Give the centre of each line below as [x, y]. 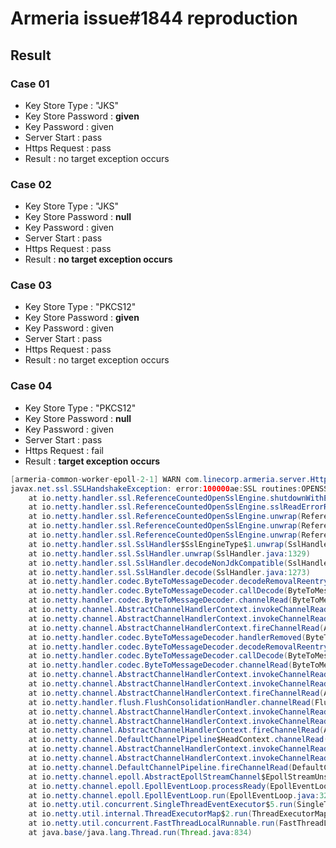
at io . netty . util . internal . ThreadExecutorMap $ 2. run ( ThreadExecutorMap [178, 814]
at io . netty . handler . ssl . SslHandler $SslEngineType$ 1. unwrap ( [158, 544]
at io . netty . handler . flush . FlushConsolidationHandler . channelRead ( [171, 702]
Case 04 [31, 386]
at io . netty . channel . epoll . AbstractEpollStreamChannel [145, 777]
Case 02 [31, 184]
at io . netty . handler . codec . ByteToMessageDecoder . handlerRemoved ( [167, 637]
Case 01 [30, 84]
